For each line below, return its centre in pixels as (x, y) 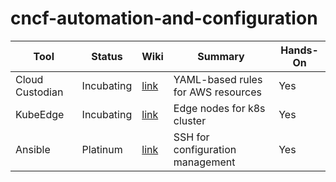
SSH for (191, 137)
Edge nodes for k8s (219, 108)
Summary (221, 56)
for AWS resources (217, 92)
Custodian (39, 92)
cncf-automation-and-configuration (164, 18)
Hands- (299, 50)
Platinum (102, 149)
